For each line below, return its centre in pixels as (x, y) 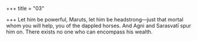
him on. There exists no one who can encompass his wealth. (79, 32)
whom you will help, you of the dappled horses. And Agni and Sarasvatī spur (99, 26)
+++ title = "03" (25, 8)
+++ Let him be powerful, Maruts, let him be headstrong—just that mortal (95, 19)
